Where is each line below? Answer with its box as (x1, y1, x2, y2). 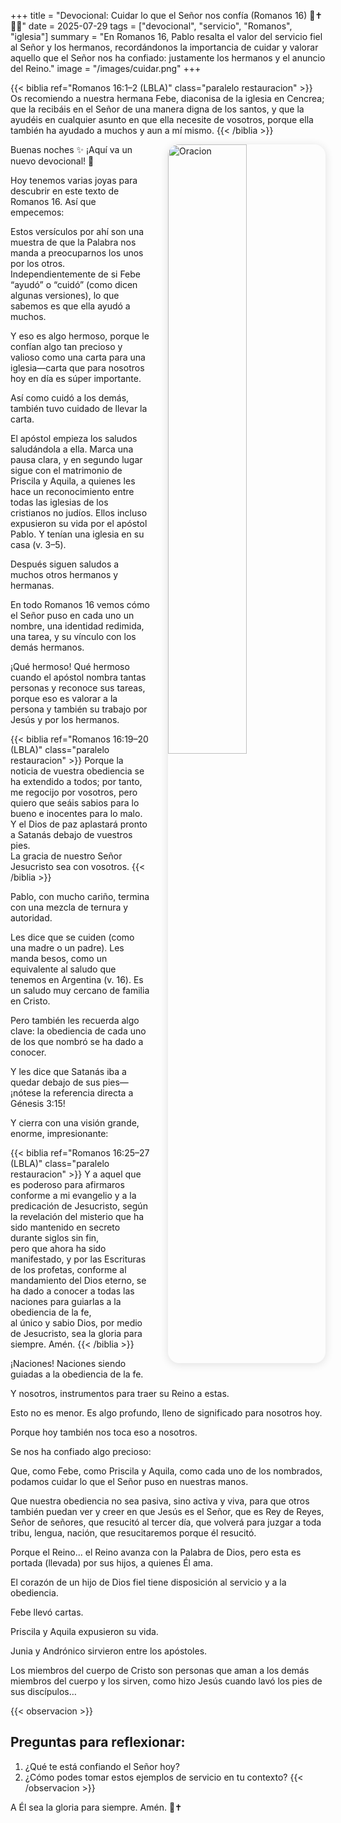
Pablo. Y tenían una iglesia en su (10, 528, 145, 540)
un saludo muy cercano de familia (10, 985, 150, 996)
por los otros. (10, 258, 66, 269)
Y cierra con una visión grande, (10, 1117, 140, 1129)
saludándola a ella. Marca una (10, 443, 134, 455)
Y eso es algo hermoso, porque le (10, 330, 150, 342)
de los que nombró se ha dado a (10, 1036, 144, 1047)
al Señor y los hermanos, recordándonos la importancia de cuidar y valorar (10, 41, 319, 53)
